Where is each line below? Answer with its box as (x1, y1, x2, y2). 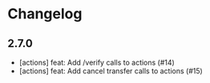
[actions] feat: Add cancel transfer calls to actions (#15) (18, 66, 204, 76)
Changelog (7, 5, 83, 23)
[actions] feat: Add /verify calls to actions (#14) (18, 57, 176, 67)
